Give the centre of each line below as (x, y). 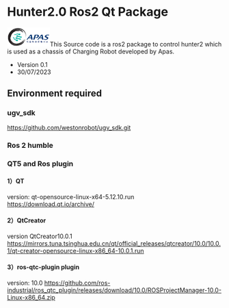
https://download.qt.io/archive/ (51, 204)
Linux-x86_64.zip (31, 297)
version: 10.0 (25, 283)
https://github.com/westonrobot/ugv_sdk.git (69, 128)
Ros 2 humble (30, 146)
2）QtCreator (27, 220)
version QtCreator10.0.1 (40, 236)
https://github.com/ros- (77, 283)
